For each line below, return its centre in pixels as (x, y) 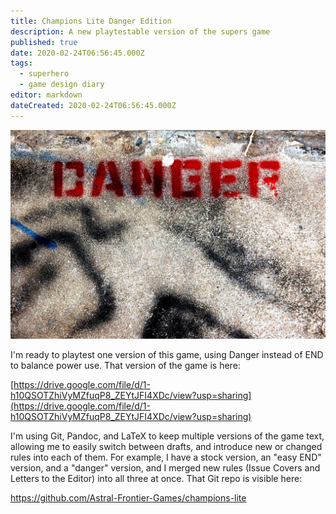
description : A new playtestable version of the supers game (140, 31)
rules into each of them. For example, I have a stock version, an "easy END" (166, 457)
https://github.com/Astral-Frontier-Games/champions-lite (128, 498)
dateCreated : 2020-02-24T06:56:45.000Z (93, 105)
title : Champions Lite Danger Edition (91, 21)
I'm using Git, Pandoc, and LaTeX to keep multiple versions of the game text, (167, 436)
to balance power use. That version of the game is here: (125, 366)
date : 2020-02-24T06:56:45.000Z (77, 53)
